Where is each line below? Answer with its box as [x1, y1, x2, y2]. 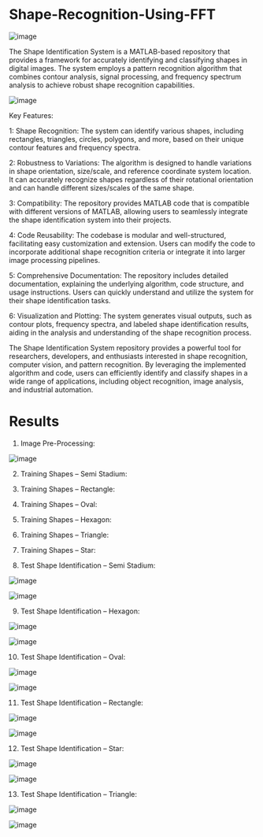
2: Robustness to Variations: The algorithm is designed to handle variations [9, 157, 252, 167]
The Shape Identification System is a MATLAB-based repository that [9, 46, 231, 56]
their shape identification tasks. [9, 295, 111, 305]
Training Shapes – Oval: [20, 499, 98, 509]
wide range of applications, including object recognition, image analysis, [9, 376, 244, 386]
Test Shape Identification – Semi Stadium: [20, 561, 156, 570]
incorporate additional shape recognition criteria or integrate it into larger [9, 246, 246, 257]
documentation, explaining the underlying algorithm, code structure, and [9, 279, 244, 288]
